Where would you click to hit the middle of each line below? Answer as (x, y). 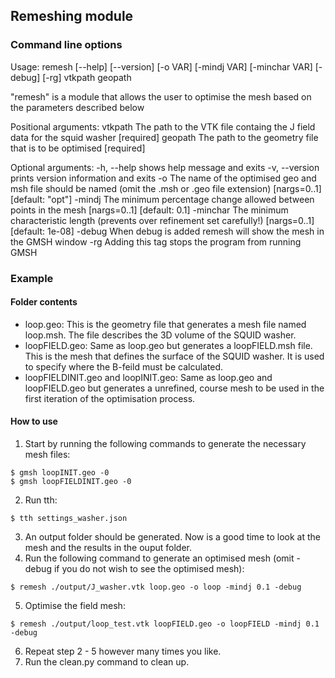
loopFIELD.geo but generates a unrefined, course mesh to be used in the (174, 388)
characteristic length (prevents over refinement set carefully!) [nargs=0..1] (162, 220)
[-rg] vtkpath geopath (87, 77)
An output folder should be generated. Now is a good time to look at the (172, 537)
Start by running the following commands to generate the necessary (165, 444)
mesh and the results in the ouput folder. (108, 548)
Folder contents (44, 302)
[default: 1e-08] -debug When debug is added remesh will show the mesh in (167, 231)
